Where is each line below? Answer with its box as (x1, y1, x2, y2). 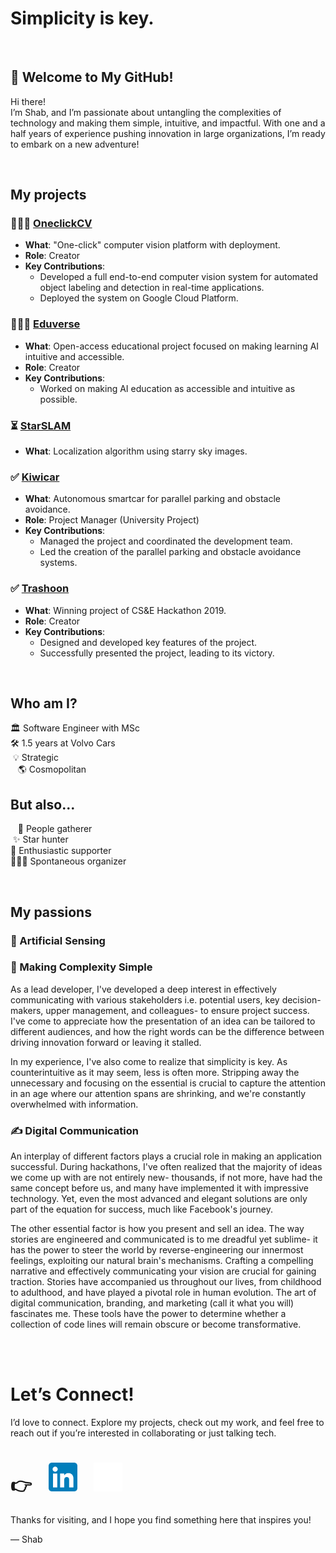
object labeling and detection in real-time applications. (39, 282, 265, 294)
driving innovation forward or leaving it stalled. (10, 1036, 202, 1048)
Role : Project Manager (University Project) (24, 514, 200, 526)
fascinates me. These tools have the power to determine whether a (10, 1308, 287, 1320)
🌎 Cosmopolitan (17, 763, 87, 776)
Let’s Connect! (10, 1383, 135, 1406)
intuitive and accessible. (24, 350, 125, 362)
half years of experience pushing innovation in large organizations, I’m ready (10, 127, 326, 139)
